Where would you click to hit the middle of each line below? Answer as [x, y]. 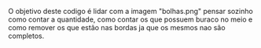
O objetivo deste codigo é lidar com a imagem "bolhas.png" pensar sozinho [130, 11]
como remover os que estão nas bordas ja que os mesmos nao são [117, 27]
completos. [26, 36]
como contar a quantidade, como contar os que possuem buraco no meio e [130, 19]
